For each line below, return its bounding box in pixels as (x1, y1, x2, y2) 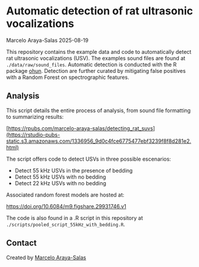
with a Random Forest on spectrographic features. (6, 73, 129, 81)
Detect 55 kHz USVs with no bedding (14, 173, 106, 180)
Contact (6, 238, 37, 248)
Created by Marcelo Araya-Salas (6, 254, 86, 261)
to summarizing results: (6, 113, 64, 120)
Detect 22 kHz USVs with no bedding (14, 179, 107, 186)
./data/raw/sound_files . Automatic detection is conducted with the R (6, 61, 177, 68)
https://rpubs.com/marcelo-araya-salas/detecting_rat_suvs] (8, 124, 156, 132)
